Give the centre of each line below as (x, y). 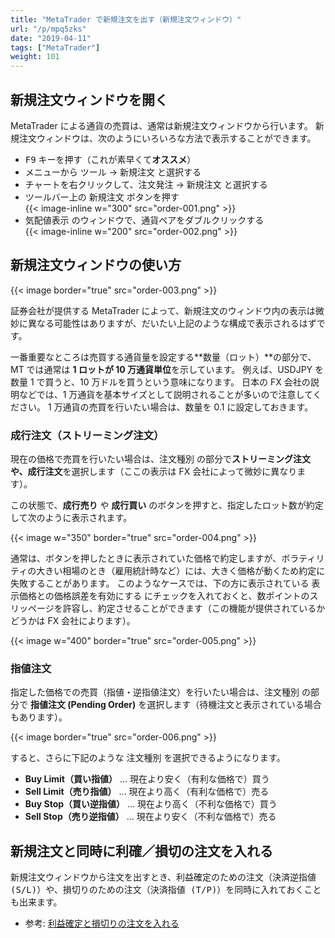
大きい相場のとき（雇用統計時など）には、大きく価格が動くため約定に (181, 571)
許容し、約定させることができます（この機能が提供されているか (194, 608)
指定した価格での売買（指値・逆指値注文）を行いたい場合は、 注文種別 (155, 692)
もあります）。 (39, 717)
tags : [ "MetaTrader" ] (55, 47)
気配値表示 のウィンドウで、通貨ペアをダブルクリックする (144, 220)
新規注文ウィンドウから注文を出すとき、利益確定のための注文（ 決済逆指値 (163, 877)
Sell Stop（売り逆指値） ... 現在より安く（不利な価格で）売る (150, 817)
